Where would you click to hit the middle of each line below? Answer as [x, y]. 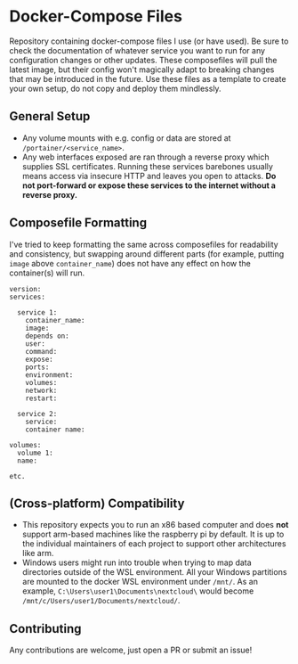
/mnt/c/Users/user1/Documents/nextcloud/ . [101, 601]
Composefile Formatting [78, 223]
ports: [37, 367]
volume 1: [35, 453]
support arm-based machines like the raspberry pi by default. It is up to [153, 534]
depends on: [47, 336]
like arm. [38, 553]
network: [41, 390]
